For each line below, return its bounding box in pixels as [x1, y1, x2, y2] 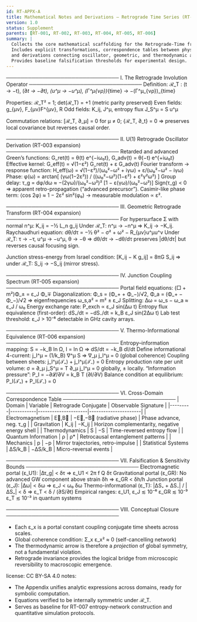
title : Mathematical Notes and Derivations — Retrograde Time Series [6, 14, 180, 20]
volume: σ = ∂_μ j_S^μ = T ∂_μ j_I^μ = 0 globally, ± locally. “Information [6, 364, 176, 372]
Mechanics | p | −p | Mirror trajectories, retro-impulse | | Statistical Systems [6, 439, 189, 446]
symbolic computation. [14, 590, 70, 597]
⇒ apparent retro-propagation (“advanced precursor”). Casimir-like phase [6, 185, 185, 192]
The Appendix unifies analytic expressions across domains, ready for [14, 583, 182, 591]
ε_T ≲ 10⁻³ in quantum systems [6, 494, 82, 501]
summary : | [6, 36, 33, 42]
